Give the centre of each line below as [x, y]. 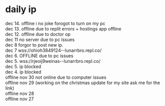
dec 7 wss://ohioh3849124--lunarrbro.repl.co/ [54, 50]
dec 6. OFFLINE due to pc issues [39, 56]
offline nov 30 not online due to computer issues [56, 77]
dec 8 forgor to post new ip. [34, 45]
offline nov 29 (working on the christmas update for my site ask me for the [83, 83]
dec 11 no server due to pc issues [40, 40]
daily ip [21, 9]
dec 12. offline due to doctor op [38, 34]
